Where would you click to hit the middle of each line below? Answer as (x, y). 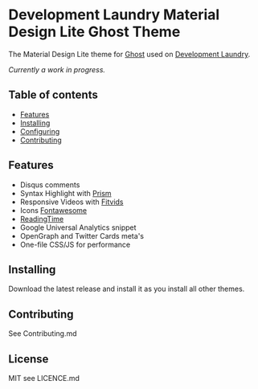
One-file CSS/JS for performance (75, 244)
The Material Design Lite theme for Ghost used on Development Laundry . (129, 54)
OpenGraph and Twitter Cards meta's (82, 235)
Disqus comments (50, 184)
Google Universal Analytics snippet (78, 227)
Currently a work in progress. (57, 69)
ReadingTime (42, 219)
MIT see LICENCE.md (44, 378)
